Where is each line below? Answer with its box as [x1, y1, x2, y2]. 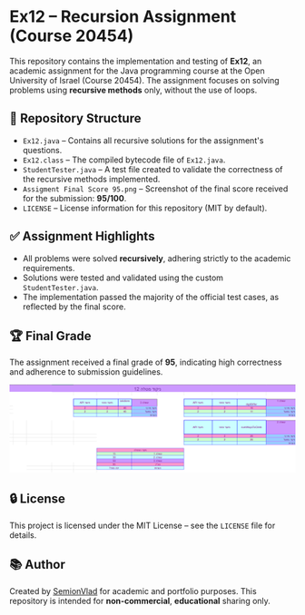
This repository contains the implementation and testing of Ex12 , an [9, 55, 262, 66]
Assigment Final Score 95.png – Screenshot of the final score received [22, 183, 289, 194]
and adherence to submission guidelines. [9, 366, 163, 377]
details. [9, 529, 37, 541]
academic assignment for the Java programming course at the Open [9, 65, 265, 76]
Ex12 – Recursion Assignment [9, 6, 237, 27]
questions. [22, 144, 63, 155]
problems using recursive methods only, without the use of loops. [9, 84, 258, 95]
